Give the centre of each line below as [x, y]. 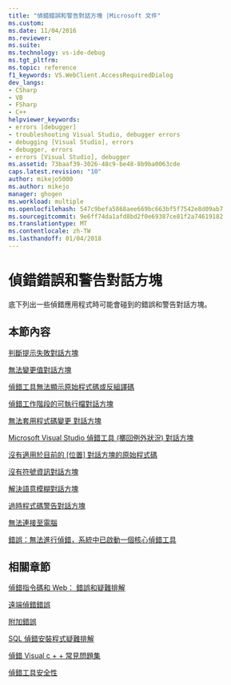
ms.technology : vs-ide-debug [57, 53]
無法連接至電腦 [33, 522]
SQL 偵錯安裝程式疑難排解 [51, 639]
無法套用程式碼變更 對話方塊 [55, 420]
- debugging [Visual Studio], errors [71, 142]
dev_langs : [26, 82]
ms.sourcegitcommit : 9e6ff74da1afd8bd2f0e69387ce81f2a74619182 [116, 217]
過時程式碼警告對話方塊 [47, 505]
